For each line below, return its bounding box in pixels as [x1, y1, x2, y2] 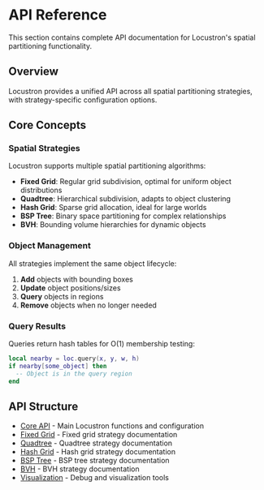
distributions [19, 185, 63, 196]
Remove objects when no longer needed [19, 300, 157, 310]
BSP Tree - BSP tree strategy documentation [19, 456, 170, 466]
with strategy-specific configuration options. [8, 95, 158, 105]
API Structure [8, 399, 79, 413]
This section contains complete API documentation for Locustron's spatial [8, 32, 256, 42]
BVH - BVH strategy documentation [19, 464, 140, 474]
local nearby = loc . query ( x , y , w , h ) [8, 355, 140, 363]
